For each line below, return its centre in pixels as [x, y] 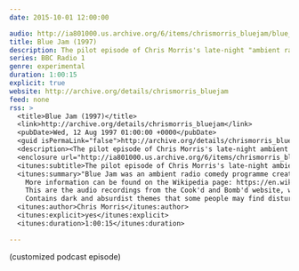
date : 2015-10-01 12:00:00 [59, 17]
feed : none [29, 100]
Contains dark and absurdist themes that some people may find [145, 199]
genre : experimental [48, 67]
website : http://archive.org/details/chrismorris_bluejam [119, 91]
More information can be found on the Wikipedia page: [129, 182]
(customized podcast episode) [65, 256]
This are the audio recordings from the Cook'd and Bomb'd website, [155, 191]
